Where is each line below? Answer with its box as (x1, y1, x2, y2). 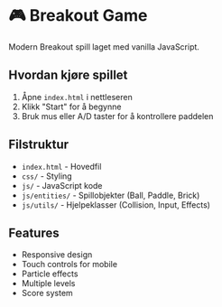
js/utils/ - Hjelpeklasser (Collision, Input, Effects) (21, 199, 211, 210)
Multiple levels (21, 278, 76, 289)
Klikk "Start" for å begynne (21, 101, 122, 112)
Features (8, 225, 60, 240)
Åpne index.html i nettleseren (21, 91, 133, 102)
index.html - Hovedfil (21, 161, 102, 172)
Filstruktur (8, 137, 69, 153)
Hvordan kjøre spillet (8, 68, 128, 83)
